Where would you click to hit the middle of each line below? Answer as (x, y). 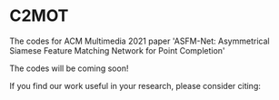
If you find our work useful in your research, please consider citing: (135, 85)
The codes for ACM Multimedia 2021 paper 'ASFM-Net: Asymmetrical (139, 41)
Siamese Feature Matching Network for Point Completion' (117, 50)
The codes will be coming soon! (69, 68)
